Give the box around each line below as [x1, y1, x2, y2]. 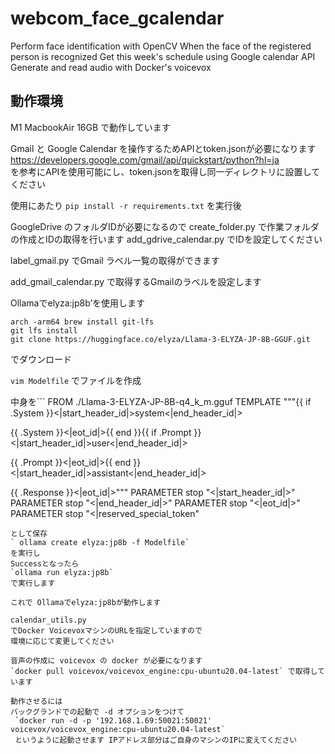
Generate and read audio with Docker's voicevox [10, 61, 212, 73]
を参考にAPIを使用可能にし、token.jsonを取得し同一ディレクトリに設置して [10, 165, 321, 177]
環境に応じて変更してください [10, 636, 115, 646]
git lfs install [10, 325, 78, 336]
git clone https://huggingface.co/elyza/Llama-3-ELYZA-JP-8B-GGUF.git [10, 334, 311, 344]
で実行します [10, 578, 56, 588]
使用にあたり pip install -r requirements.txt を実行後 [10, 199, 242, 211]
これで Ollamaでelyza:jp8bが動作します [10, 597, 162, 607]
